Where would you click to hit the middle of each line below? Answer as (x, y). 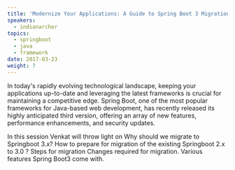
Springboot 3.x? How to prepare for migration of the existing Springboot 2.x (116, 143)
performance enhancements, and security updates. (81, 122)
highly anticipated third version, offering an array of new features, (102, 115)
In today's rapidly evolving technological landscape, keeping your (102, 85)
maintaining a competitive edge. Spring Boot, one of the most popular (108, 100)
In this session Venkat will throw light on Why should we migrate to (104, 136)
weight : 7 (22, 66)
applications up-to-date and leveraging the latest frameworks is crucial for (114, 93)
